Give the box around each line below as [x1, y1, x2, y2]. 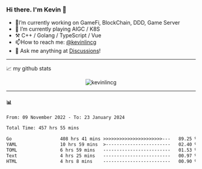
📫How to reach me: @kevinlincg [14, 38, 97, 46]
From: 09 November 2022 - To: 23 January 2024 [6, 114, 125, 120]
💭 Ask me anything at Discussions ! [14, 48, 101, 55]
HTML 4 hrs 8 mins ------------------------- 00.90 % [6, 158, 198, 164]
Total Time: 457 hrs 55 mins [6, 125, 79, 131]
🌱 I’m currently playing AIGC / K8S [14, 25, 100, 32]
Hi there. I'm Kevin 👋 [6, 5, 67, 14]
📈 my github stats [6, 65, 52, 72]
